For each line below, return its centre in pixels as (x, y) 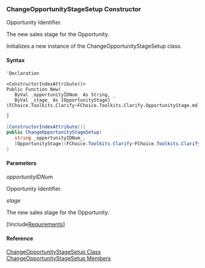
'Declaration (23, 73)
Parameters (21, 163)
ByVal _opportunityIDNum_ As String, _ (65, 95)
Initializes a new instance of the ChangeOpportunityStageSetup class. (94, 46)
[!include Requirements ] (36, 225)
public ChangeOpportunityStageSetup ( (54, 132)
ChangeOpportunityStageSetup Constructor (74, 9)
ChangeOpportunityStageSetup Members (59, 258)
